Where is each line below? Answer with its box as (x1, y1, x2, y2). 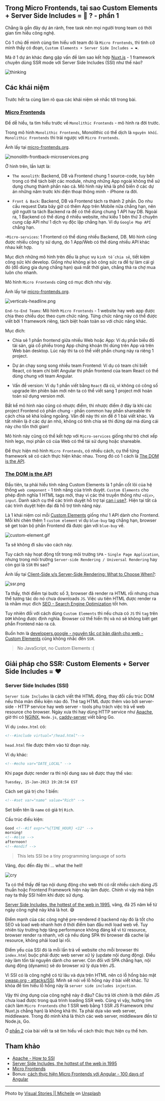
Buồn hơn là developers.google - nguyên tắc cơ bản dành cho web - (5, 631, 143, 636)
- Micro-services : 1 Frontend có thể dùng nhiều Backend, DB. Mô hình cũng (5, 234, 157, 239)
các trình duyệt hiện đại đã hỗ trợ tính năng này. (5, 502, 102, 509)
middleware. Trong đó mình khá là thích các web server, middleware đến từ (5, 1013, 158, 1019)
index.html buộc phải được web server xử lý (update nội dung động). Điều (5, 952, 156, 958)
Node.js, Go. (5, 1018, 30, 1024)
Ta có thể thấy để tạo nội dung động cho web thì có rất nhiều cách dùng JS (5, 881, 158, 887)
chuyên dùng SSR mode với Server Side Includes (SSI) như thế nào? (5, 59, 143, 66)
